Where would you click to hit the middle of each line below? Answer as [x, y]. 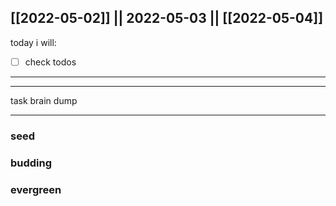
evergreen [36, 189]
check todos [50, 62]
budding [31, 163]
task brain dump [44, 100]
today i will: [33, 42]
